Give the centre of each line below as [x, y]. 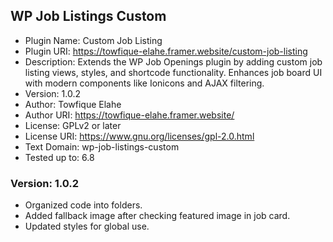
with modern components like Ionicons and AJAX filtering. [144, 83]
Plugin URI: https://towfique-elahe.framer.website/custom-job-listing [166, 51]
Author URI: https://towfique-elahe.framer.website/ [129, 115]
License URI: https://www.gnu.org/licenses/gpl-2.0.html [139, 136]
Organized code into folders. [83, 205]
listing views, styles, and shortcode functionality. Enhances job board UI [173, 72]
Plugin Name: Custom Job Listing [93, 40]
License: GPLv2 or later [73, 125]
